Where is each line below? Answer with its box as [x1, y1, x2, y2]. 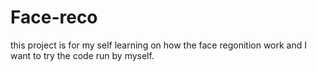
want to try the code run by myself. [10, 49, 155, 61]
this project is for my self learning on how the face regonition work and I [10, 39, 307, 51]
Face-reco [10, 6, 98, 29]
